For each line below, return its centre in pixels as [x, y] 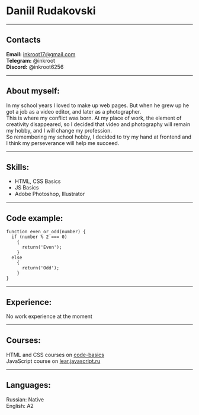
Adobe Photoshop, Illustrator [50, 194]
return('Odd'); [41, 268]
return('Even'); [42, 247]
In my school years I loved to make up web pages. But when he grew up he [98, 105]
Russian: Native [25, 399]
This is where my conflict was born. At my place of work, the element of [94, 118]
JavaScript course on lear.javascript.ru [53, 361]
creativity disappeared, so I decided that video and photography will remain [98, 124]
